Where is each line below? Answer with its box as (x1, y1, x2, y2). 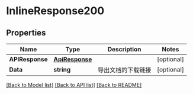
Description (107, 46, 141, 53)
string (53, 66, 71, 73)
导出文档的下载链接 (97, 66, 152, 74)
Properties (6, 28, 46, 38)
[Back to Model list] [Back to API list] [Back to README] (6, 82, 142, 88)
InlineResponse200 (6, 4, 105, 18)
